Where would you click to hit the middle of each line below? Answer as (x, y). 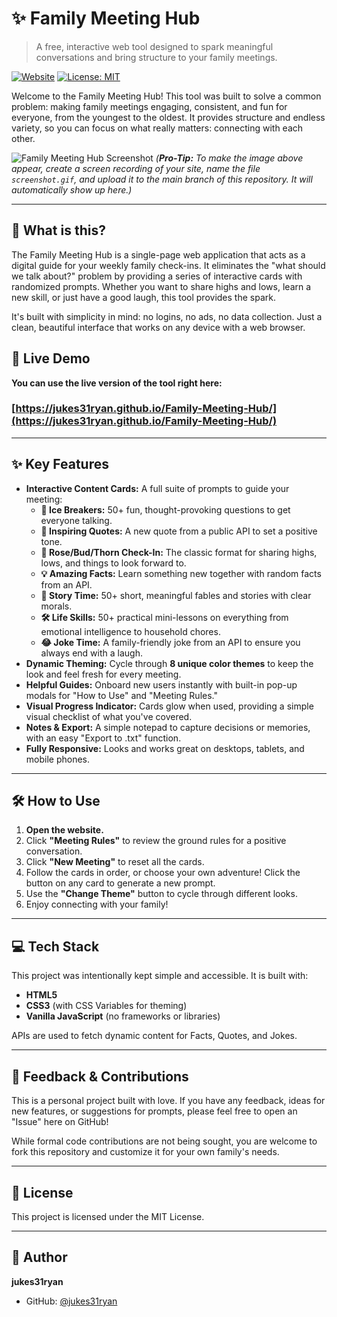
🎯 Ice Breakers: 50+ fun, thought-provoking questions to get (165, 509)
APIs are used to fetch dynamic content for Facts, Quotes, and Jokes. (154, 1036)
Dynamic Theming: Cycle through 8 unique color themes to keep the (169, 663)
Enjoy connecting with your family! (97, 904)
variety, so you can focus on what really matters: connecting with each (157, 128)
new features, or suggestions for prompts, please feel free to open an (154, 1111)
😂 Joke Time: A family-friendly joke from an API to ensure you (170, 642)
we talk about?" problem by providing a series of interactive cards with (157, 276)
